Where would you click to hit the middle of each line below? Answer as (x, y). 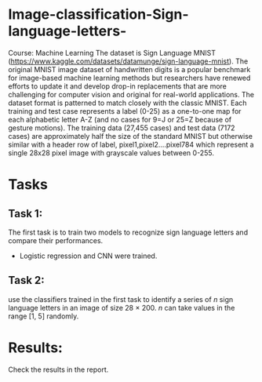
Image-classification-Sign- (99, 15)
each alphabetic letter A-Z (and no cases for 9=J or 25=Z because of (120, 119)
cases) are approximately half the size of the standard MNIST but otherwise (131, 136)
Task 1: (25, 213)
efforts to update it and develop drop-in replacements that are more (118, 86)
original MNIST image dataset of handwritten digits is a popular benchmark (129, 69)
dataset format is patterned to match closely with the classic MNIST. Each (127, 103)
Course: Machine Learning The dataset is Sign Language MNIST (112, 53)
